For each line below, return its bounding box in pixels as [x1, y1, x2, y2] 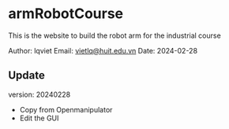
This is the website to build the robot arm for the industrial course [8, 31, 221, 40]
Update [8, 68, 46, 83]
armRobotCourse [8, 5, 124, 23]
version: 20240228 [8, 90, 71, 99]
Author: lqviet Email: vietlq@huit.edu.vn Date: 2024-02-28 [8, 46, 198, 55]
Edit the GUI [19, 113, 59, 123]
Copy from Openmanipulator [19, 105, 113, 114]
